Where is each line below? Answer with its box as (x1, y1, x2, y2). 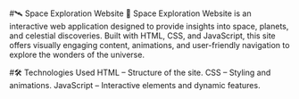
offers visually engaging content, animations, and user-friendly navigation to (9, 40, 290, 50)
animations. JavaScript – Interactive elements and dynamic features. (9, 80, 261, 90)
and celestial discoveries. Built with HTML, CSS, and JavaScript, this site (9, 30, 276, 41)
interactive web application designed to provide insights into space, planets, (9, 21, 289, 31)
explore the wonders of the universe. (9, 49, 145, 60)
